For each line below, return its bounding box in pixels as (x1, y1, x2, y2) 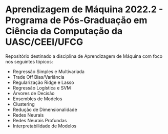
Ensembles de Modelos (12, 96, 62, 102)
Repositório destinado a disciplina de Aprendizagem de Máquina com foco (5, 53, 163, 59)
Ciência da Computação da (5, 26, 123, 37)
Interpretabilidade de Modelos (12, 123, 77, 129)
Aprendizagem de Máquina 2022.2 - (5, 4, 163, 15)
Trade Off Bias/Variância (12, 74, 65, 80)
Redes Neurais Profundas (12, 117, 67, 123)
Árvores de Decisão (12, 90, 55, 96)
